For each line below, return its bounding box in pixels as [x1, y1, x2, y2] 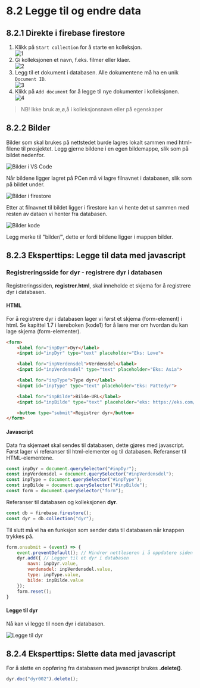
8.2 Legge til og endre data [6, 4, 142, 18]
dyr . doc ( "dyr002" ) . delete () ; [6, 676, 79, 682]
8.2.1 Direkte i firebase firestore [6, 28, 125, 38]
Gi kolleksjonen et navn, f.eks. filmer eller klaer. [14, 57, 131, 63]
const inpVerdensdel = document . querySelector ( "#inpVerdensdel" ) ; [6, 471, 174, 477]
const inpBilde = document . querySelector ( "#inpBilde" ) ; [6, 482, 148, 489]
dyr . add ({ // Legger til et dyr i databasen [17, 555, 129, 561]
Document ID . [14, 76, 46, 82]
